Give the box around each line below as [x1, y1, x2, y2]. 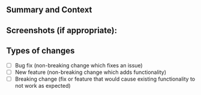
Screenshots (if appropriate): [6, 25, 118, 35]
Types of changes [6, 46, 75, 56]
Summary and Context [6, 5, 92, 15]
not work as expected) [14, 82, 71, 89]
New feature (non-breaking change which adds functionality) [14, 69, 167, 76]
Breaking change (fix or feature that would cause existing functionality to [14, 75, 196, 82]
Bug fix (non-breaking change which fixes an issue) [14, 61, 143, 69]
